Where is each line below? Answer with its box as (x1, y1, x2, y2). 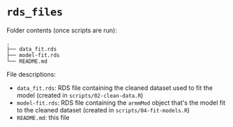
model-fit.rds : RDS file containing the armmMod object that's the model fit (16, 98, 226, 107)
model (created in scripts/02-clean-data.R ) (16, 91, 144, 99)
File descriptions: (6, 70, 57, 78)
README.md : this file (16, 113, 70, 121)
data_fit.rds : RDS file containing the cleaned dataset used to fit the (16, 83, 213, 92)
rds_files (6, 6, 63, 19)
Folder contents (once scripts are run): (6, 26, 117, 34)
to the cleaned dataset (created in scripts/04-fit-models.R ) (16, 105, 190, 114)
